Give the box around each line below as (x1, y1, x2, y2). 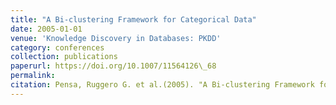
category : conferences (10, 42, 105, 53)
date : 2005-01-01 (10, 24, 83, 34)
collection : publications (10, 52, 118, 62)
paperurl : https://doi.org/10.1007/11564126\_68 (10, 61, 217, 71)
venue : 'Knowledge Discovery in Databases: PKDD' (10, 33, 222, 43)
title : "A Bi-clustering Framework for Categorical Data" (10, 14, 257, 25)
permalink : (10, 71, 56, 81)
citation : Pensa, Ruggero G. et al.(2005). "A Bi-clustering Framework (10, 80, 315, 90)
